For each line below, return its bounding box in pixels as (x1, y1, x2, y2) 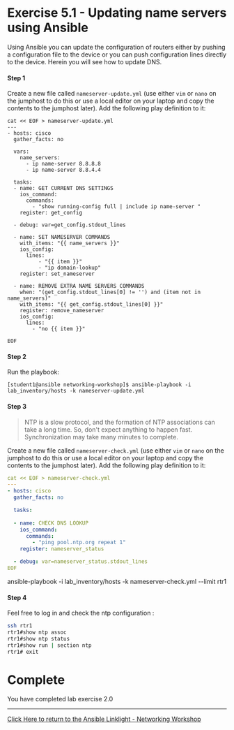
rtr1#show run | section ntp (7, 641, 92, 649)
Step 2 (7, 352, 26, 360)
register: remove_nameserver (19, 307, 104, 314)
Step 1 (7, 73, 26, 82)
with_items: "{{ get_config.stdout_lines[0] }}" (19, 301, 164, 308)
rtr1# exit (7, 648, 39, 655)
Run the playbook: (7, 368, 60, 377)
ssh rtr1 (7, 622, 33, 629)
